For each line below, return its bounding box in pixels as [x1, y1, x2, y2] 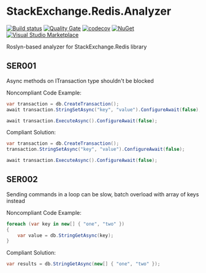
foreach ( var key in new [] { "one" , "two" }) [6, 221, 125, 227]
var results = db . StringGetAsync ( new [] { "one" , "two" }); [6, 261, 161, 267]
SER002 [6, 174, 38, 185]
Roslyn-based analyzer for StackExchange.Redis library [6, 43, 147, 50]
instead [6, 197, 26, 204]
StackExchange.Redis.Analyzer [6, 4, 172, 18]
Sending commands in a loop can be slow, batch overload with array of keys [6, 190, 199, 198]
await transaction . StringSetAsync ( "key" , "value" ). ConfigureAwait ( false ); [6, 106, 202, 113]
